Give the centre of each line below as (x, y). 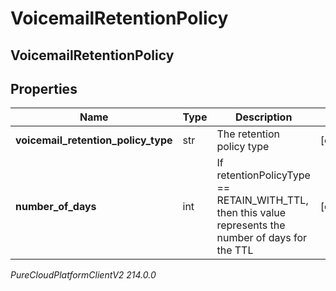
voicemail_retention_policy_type (94, 140)
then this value (251, 213)
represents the (251, 225)
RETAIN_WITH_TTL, (262, 200)
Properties (44, 88)
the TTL (235, 250)
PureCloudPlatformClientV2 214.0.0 (83, 275)
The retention (248, 134)
